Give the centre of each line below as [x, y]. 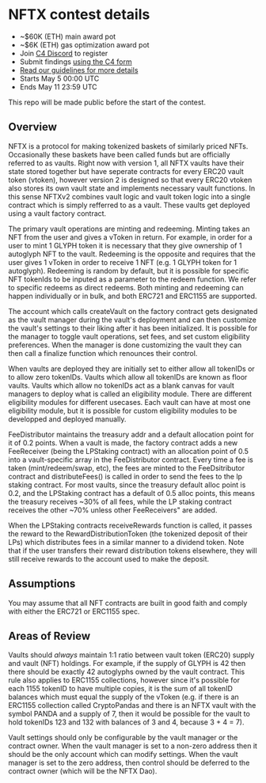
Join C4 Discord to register [64, 53]
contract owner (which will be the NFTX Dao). [83, 771]
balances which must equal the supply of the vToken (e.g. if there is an [123, 697]
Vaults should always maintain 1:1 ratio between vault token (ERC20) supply [131, 655]
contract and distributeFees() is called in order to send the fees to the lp [125, 476]
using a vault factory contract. [57, 213]
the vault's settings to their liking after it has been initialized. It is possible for [133, 328]
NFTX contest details [79, 15]
